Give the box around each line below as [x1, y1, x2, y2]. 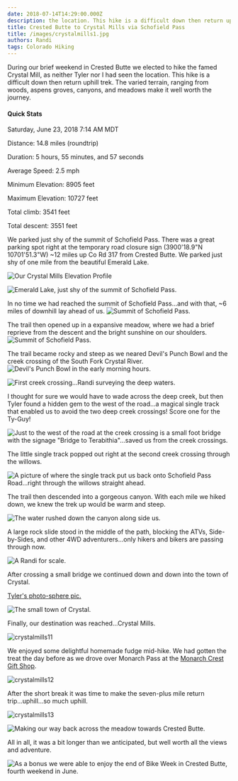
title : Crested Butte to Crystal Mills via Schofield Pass [7, 23, 186, 31]
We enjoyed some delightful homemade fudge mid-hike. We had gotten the [7, 647, 227, 655]
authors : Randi [7, 37, 52, 44]
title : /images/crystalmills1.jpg [7, 30, 110, 38]
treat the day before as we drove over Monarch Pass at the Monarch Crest [7, 655, 225, 663]
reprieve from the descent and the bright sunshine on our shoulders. [7, 328, 208, 337]
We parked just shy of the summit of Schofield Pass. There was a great [7, 235, 215, 244]
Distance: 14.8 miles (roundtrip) [7, 139, 99, 148]
